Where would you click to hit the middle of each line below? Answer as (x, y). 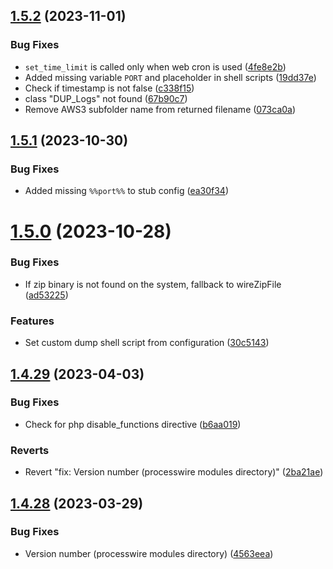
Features (32, 321)
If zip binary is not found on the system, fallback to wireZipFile (153, 284)
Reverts (30, 450)
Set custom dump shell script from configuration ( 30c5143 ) (147, 343)
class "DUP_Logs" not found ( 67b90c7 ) (106, 98)
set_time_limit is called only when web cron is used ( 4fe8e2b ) (155, 66)
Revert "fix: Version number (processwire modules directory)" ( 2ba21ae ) (174, 472)
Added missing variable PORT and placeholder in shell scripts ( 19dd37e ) (170, 77)
